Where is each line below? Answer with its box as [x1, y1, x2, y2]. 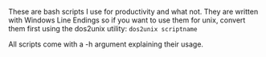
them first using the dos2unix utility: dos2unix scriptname [8, 24, 198, 33]
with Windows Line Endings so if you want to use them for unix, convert [8, 15, 246, 25]
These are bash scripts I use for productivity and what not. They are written [8, 7, 259, 16]
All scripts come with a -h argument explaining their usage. [8, 39, 203, 49]
